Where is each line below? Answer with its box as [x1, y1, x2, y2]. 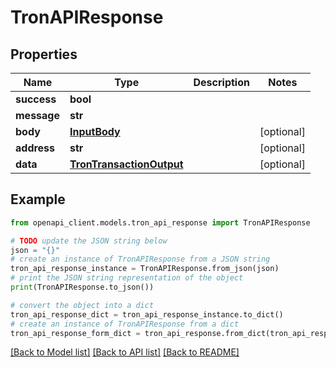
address [15, 141, 56, 155]
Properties [10, 46, 78, 63]
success [15, 92, 57, 106]
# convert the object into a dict [10, 300, 155, 310]
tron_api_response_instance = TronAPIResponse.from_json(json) [10, 264, 280, 274]
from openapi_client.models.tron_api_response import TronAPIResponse [10, 217, 311, 228]
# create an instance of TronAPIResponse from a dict [10, 319, 240, 329]
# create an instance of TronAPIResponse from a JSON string [10, 254, 271, 265]
